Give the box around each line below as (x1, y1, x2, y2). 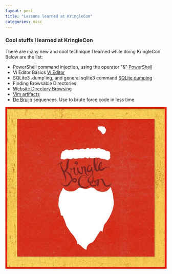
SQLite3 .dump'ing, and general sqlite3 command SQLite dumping (12, 74, 153, 81)
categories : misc (5, 19, 42, 24)
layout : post (5, 8, 33, 13)
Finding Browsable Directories (12, 80, 77, 86)
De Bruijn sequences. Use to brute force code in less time (12, 96, 135, 103)
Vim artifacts (12, 91, 40, 97)
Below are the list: (5, 54, 43, 60)
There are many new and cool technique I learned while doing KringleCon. (5, 48, 162, 54)
